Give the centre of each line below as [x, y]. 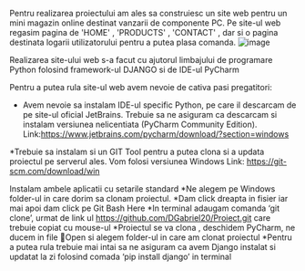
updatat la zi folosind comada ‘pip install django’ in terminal [121, 256]
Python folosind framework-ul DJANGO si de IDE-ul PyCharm [124, 69]
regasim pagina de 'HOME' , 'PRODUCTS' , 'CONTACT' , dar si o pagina [144, 32]
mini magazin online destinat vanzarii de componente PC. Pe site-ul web [145, 23]
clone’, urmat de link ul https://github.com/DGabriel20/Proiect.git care [140, 218]
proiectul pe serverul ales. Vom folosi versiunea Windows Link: [127, 162]
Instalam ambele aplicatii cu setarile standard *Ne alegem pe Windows [142, 189]
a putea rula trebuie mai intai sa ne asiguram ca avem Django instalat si [142, 247]
